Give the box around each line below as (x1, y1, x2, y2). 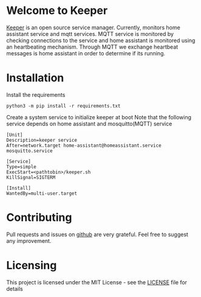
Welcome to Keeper (6, 4, 108, 18)
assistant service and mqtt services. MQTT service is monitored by (6, 30, 174, 37)
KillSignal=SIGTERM (6, 174, 56, 180)
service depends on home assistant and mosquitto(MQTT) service (6, 120, 172, 127)
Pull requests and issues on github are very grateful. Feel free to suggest (6, 231, 188, 238)
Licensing (6, 259, 57, 272)
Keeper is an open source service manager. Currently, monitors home (6, 24, 180, 31)
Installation (6, 71, 64, 85)
